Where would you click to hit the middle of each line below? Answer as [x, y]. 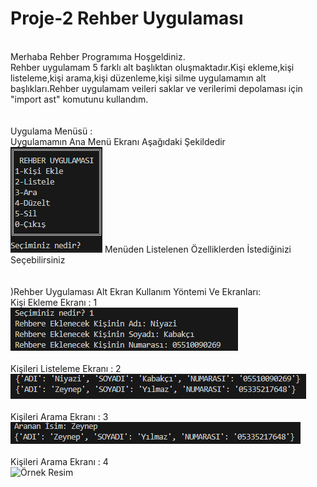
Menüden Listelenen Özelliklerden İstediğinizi [198, 249]
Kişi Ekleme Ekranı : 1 [54, 302]
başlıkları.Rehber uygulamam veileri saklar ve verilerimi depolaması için [156, 88]
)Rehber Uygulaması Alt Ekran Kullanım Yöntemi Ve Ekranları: [136, 291]
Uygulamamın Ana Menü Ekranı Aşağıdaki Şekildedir [118, 141]
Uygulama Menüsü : [51, 131]
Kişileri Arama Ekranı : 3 [59, 416]
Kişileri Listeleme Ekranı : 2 [66, 368]
